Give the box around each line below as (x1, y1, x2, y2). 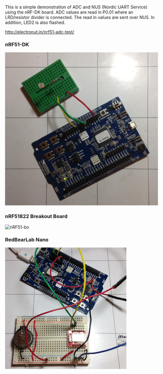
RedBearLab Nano (5, 236, 49, 243)
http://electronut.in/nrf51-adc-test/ (5, 29, 74, 34)
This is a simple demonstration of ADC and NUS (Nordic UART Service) (5, 4, 147, 10)
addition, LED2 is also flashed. (5, 19, 65, 25)
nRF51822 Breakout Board (5, 213, 68, 220)
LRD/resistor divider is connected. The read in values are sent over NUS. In (5, 15, 155, 20)
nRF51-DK (5, 41, 29, 48)
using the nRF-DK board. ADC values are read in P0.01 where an (5, 9, 133, 15)
